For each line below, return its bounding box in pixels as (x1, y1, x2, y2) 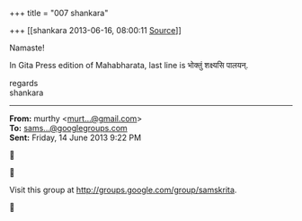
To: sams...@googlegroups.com (9, 123, 128, 133)
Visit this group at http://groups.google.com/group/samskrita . (9, 184, 237, 195)
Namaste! (9, 42, 45, 53)
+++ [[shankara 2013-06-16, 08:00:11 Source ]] (9, 25, 182, 35)
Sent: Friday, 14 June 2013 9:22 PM (9, 132, 142, 143)
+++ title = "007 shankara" (9, 8, 109, 18)
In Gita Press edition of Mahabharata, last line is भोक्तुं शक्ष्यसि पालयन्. (9, 60, 249, 70)
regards (9, 78, 39, 88)
